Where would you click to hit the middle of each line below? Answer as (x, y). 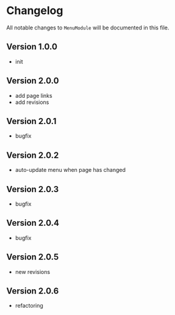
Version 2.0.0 (33, 81)
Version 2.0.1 (31, 121)
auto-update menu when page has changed (70, 170)
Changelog (35, 11)
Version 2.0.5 (33, 257)
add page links (34, 95)
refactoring (29, 306)
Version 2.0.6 (33, 291)
